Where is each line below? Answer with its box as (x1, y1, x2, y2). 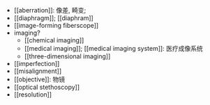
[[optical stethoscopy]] (13, 83, 80, 91)
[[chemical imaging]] (24, 36, 84, 44)
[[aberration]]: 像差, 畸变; (13, 6, 87, 14)
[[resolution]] (13, 90, 52, 99)
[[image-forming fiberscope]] (13, 22, 99, 29)
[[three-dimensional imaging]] (24, 52, 111, 60)
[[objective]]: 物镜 (13, 75, 66, 83)
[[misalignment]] (13, 67, 62, 75)
